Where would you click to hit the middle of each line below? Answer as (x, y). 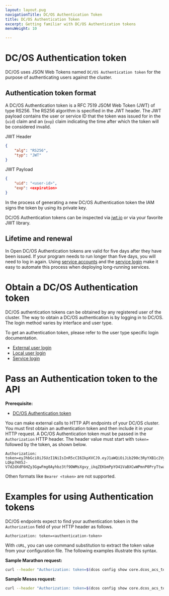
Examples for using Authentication (79, 496)
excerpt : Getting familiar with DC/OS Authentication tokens (71, 24)
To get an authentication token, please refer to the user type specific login (82, 332)
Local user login (29, 353)
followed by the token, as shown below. (46, 444)
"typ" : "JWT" (28, 155)
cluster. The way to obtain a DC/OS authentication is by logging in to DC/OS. (84, 317)
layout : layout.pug (26, 10)
